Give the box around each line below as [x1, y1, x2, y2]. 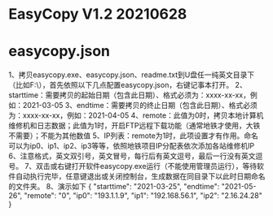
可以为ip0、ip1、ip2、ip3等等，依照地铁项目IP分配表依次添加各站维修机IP [8, 141, 255, 151]
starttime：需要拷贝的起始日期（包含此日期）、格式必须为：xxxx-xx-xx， [8, 90, 251, 100]
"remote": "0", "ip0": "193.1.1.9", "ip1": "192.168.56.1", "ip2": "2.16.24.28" [24, 191, 262, 201]
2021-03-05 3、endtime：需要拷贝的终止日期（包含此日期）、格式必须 [22, 101, 258, 110]
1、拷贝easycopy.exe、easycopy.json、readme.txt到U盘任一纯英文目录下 [8, 70, 255, 80]
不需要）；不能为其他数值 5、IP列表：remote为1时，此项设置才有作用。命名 [8, 131, 259, 140]
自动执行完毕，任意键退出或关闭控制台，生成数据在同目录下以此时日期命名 [15, 171, 266, 181]
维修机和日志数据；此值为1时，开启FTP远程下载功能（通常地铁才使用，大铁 [8, 121, 261, 131]
